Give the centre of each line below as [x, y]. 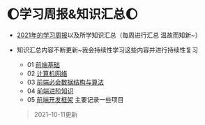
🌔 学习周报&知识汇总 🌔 [73, 14]
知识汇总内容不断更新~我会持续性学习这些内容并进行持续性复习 [107, 50]
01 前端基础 [44, 64]
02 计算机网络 [47, 73]
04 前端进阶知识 [50, 91]
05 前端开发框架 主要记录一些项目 [75, 99]
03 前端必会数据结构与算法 [66, 82]
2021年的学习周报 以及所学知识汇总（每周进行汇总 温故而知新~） [109, 35]
